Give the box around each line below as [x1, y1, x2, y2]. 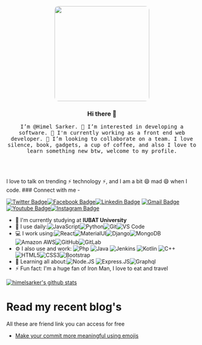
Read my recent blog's [6, 300, 123, 314]
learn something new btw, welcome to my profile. [26, 148, 178, 155]
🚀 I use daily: [15, 223, 47, 231]
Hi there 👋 [87, 110, 117, 118]
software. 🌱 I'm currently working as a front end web [18, 130, 186, 136]
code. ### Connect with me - [6, 186, 80, 194]
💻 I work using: [15, 230, 55, 237]
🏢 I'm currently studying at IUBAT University [15, 217, 127, 224]
